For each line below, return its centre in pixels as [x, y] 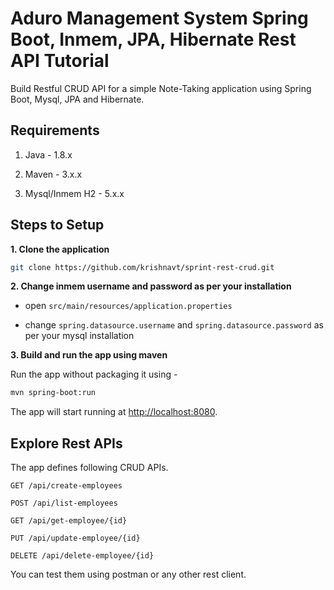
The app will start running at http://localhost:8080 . [114, 412]
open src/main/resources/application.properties [128, 306]
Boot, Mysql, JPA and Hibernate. [77, 99]
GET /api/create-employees [66, 486]
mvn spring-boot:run [53, 393]
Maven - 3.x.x [53, 174]
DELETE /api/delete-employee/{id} [82, 556]
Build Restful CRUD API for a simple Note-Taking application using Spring [161, 88]
